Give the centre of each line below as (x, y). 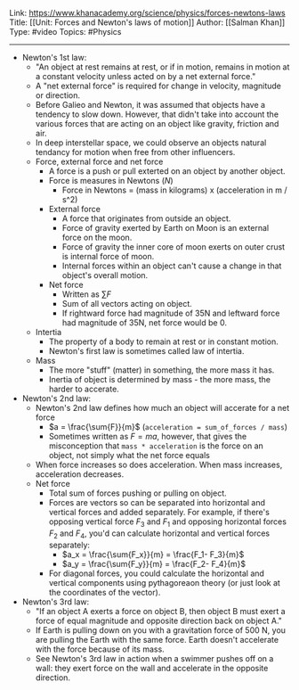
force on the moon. (97, 237)
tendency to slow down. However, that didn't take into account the (157, 114)
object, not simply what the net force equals (129, 455)
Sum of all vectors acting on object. (127, 304)
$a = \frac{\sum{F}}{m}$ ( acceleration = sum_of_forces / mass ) (168, 427)
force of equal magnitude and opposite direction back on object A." (159, 620)
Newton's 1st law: (54, 57)
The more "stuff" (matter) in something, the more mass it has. (162, 370)
